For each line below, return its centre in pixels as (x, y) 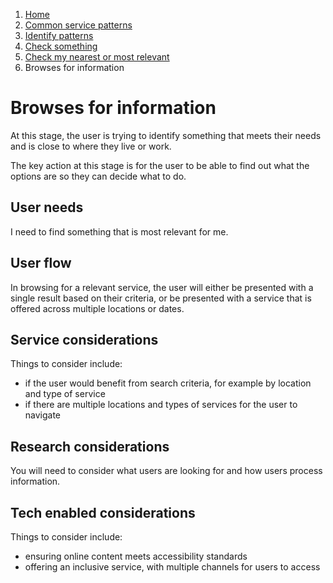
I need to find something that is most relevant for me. (119, 231)
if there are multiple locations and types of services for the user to (161, 405)
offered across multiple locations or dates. (97, 308)
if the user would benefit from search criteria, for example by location (168, 383)
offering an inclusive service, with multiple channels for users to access (172, 567)
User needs (47, 207)
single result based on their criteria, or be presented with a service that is (161, 298)
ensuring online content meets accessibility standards (136, 556)
